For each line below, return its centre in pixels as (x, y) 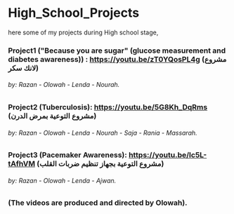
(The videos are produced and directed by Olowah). (98, 203)
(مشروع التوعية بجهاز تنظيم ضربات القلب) (100, 164)
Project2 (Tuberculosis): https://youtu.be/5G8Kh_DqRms (108, 107)
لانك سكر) (24, 68)
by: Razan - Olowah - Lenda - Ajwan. (62, 180)
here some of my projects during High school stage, (83, 32)
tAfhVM (22, 164)
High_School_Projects (74, 13)
